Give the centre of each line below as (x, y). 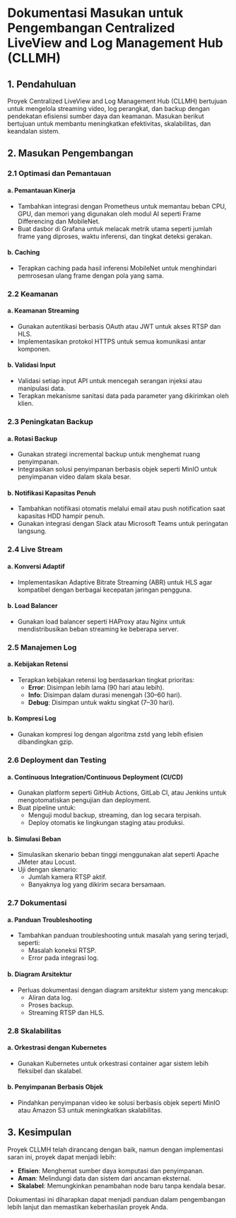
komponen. (34, 349)
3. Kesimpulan (40, 1132)
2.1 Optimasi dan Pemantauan (59, 173)
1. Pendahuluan (42, 84)
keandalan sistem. (34, 131)
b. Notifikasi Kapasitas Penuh (52, 493)
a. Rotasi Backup (33, 438)
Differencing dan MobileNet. (59, 221)
